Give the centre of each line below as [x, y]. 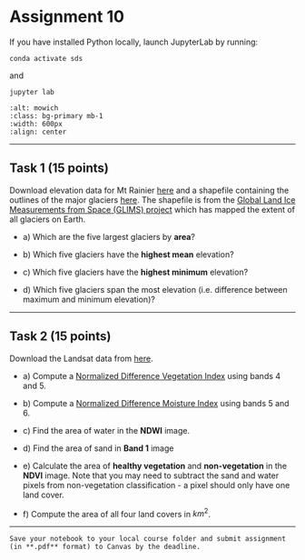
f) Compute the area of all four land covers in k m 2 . [117, 513]
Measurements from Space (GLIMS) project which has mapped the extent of [152, 209]
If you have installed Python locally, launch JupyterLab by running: [134, 42]
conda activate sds [46, 58]
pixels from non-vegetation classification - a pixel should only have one [156, 485]
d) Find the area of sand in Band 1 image [98, 448]
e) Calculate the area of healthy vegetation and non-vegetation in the [155, 465]
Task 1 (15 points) [59, 169]
